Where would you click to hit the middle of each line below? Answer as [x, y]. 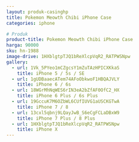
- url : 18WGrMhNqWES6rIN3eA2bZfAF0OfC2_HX [66, 90]
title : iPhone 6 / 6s [44, 85]
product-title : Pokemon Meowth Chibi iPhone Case [70, 40]
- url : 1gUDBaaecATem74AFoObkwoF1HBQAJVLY [66, 79]
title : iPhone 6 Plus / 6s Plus [57, 96]
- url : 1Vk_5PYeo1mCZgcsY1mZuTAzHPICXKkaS [66, 68]
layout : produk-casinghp [37, 12]
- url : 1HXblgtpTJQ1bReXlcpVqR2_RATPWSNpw [66, 124]
